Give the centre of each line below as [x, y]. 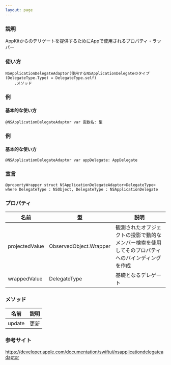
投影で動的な [146, 235]
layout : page [19, 10]
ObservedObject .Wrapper [80, 246]
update [16, 323]
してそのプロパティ [138, 250]
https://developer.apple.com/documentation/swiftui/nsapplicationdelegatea [84, 352]
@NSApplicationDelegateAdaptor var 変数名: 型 [54, 122]
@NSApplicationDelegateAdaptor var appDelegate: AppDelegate [72, 160]
